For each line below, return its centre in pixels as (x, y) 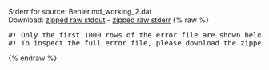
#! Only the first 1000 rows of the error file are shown (124, 35)
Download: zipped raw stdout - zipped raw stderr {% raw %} (109, 20)
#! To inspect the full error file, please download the (122, 43)
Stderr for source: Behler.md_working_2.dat (80, 12)
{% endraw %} (33, 58)
